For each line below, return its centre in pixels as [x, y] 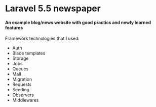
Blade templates [29, 53]
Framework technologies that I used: [42, 39]
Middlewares [25, 100]
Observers [23, 95]
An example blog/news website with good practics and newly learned [78, 22]
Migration [22, 80]
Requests [22, 84]
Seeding [21, 90]
